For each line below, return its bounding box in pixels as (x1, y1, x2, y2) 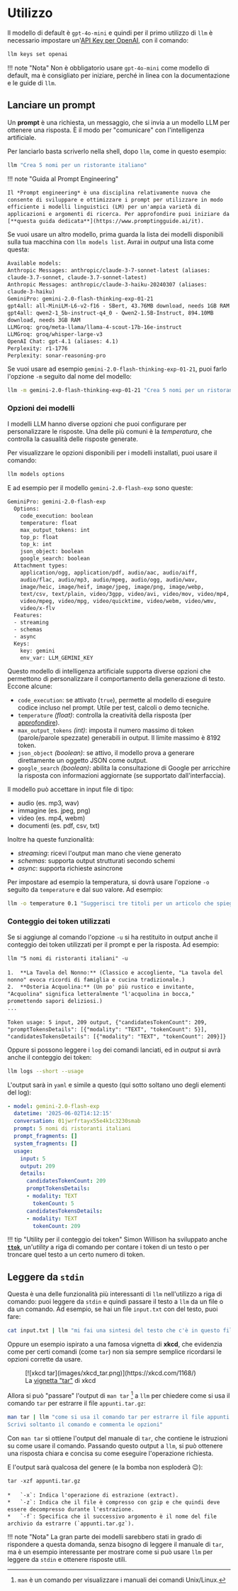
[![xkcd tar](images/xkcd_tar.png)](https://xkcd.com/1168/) (25, 1369, 196, 1377)
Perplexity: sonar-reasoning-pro (7, 352, 106, 359)
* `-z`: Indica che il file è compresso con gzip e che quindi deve (7, 1499, 220, 1506)
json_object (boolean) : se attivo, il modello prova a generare (17, 748, 195, 757)
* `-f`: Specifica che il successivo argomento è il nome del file (7, 1513, 217, 1520)
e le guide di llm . (7, 78, 57, 87)
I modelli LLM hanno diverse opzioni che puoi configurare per (7, 419, 187, 428)
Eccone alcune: (7, 682, 53, 690)
